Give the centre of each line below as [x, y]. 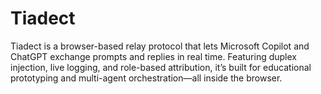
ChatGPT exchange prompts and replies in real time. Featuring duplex [153, 56]
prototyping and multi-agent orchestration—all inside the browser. [146, 78]
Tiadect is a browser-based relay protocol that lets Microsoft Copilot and [160, 46]
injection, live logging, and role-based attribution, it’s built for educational [161, 67]
